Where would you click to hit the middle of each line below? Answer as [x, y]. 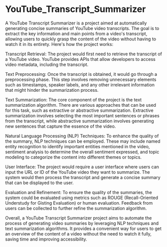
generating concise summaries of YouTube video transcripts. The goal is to [82, 28]
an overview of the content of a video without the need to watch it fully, [79, 234]
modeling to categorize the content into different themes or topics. [74, 157]
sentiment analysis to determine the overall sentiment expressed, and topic [82, 152]
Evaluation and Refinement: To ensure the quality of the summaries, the [79, 192]
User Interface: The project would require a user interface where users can [82, 167]
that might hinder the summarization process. [52, 90]
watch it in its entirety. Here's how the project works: [59, 44]
